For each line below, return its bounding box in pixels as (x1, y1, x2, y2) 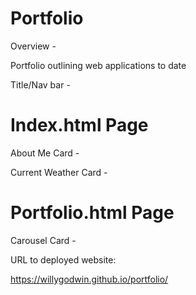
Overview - (10, 40, 57, 52)
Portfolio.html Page (10, 202, 175, 224)
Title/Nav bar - (10, 78, 71, 91)
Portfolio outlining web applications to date (10, 59, 187, 71)
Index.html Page (10, 114, 149, 137)
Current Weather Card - (10, 166, 108, 178)
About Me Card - (10, 147, 80, 159)
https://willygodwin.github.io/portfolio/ (10, 273, 169, 285)
